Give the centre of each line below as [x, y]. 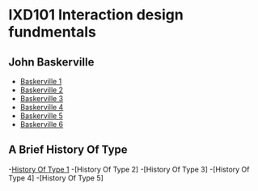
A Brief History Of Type [68, 150]
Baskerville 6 [42, 124]
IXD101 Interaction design [96, 15]
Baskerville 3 [42, 98]
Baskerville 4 [42, 107]
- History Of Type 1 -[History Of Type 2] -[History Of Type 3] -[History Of [129, 169]
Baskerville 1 [41, 81]
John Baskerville [51, 62]
